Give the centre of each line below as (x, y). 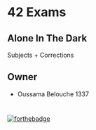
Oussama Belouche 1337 (53, 94)
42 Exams (37, 12)
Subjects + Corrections (41, 55)
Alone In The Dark (47, 38)
